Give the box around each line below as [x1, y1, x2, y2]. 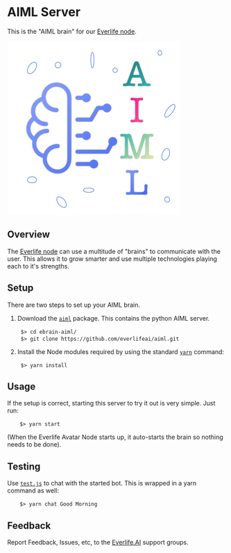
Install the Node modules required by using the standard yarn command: [17, 347, 224, 355]
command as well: [7, 486, 59, 495]
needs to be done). [7, 440, 62, 449]
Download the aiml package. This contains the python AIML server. [17, 314, 210, 322]
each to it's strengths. [7, 262, 69, 270]
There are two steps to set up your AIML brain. [7, 300, 141, 309]
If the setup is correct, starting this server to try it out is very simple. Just [7, 399, 216, 408]
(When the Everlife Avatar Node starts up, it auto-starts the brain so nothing [7, 433, 223, 442]
